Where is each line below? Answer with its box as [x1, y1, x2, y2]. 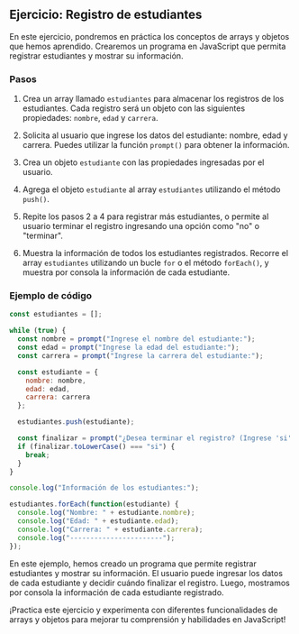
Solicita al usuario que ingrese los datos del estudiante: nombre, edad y [22, 130, 288, 141]
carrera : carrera [25, 392, 91, 402]
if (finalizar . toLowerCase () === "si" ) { [17, 442, 176, 451]
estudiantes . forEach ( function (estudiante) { [9, 500, 179, 509]
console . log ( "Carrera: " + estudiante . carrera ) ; [17, 525, 204, 534]
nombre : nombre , [25, 376, 87, 385]
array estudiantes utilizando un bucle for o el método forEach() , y [22, 257, 269, 269]
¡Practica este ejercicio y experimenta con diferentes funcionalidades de [9, 604, 278, 615]
